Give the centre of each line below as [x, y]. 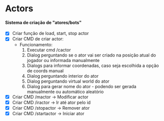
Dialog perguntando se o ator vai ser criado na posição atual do [91, 55]
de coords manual [45, 71]
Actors [19, 9]
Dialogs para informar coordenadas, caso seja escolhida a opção [93, 65]
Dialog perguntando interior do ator [63, 76]
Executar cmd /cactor [49, 50]
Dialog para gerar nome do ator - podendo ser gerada [82, 86]
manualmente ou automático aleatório [66, 91]
